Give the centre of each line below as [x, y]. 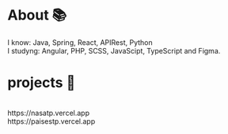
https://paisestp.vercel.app [51, 121]
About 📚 [37, 15]
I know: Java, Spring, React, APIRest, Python [80, 42]
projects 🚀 [42, 83]
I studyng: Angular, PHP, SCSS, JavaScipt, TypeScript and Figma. [114, 50]
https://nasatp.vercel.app [49, 113]
